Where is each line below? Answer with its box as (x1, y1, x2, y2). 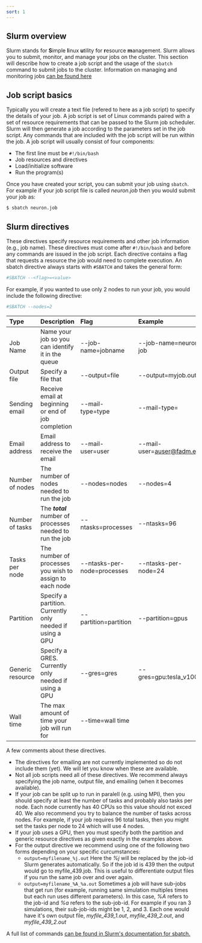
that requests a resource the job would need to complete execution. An (6, 256, 182, 264)
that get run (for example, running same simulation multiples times (23, 886, 188, 894)
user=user (80, 447, 110, 455)
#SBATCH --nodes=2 (6, 303, 52, 310)
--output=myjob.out (138, 371, 197, 379)
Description (40, 317, 75, 326)
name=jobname (80, 346, 125, 354)
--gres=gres (80, 669, 118, 677)
